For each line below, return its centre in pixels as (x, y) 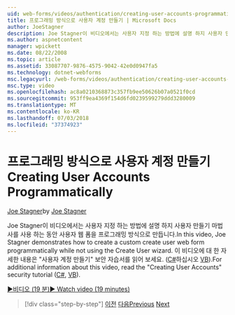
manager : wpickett (34, 46)
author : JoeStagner (36, 27)
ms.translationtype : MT (42, 105)
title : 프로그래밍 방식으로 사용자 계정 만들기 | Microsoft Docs (92, 20)
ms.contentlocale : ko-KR (43, 112)
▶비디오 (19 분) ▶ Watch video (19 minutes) (69, 289)
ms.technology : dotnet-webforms (54, 72)
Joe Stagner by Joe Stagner (47, 211)
